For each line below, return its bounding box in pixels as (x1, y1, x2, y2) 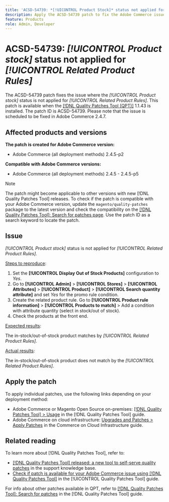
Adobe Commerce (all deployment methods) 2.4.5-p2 (12, 151, 124, 157)
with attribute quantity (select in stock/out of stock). (12, 307, 121, 313)
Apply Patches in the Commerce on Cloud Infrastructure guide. (12, 422, 143, 428)
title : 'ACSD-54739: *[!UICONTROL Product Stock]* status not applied (5, 7, 156, 13)
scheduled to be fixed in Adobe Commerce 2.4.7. (5, 114, 107, 120)
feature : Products (5, 17, 44, 22)
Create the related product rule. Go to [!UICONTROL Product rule (12, 297, 148, 303)
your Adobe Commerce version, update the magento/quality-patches (5, 201, 148, 207)
